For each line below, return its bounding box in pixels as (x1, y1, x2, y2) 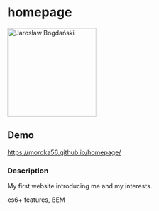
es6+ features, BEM (7, 195, 66, 204)
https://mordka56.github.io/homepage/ (7, 148, 121, 156)
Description (7, 166, 49, 176)
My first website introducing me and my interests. (7, 182, 153, 190)
